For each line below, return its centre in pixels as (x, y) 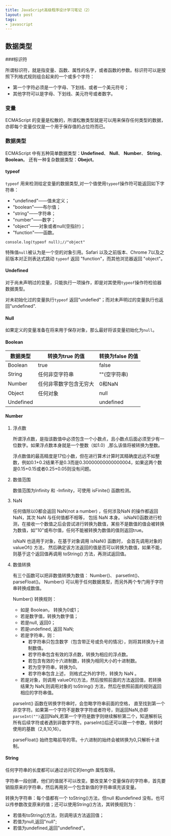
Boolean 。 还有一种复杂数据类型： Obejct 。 (51, 159)
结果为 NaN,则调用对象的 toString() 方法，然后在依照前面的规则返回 (91, 686)
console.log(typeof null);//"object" (45, 242)
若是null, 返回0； (38, 623)
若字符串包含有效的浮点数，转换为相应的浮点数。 (79, 654)
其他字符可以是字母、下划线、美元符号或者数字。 (64, 94)
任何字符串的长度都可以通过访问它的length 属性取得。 (62, 770)
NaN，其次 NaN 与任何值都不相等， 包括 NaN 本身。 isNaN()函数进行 (85, 517)
